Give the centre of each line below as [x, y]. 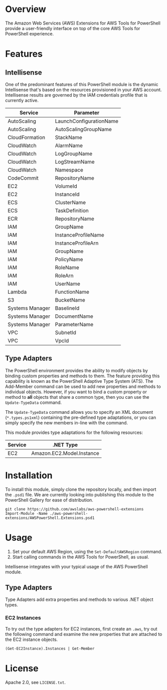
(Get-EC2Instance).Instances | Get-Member [50, 648]
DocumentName [74, 316]
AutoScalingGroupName [83, 129]
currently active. [22, 100]
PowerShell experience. [29, 34]
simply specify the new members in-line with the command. [67, 423]
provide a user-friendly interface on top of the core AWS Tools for [73, 28]
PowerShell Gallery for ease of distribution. [49, 500]
